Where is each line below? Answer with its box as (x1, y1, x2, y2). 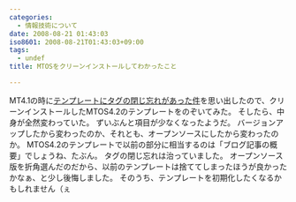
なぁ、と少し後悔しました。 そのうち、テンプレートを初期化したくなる (16, 172, 275, 183)
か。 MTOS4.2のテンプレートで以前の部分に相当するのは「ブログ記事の (9, 138, 270, 150)
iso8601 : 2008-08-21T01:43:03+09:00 (9, 37, 144, 47)
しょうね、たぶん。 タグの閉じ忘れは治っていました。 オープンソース (32, 150, 284, 161)
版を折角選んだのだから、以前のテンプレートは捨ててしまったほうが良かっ (9, 161, 280, 172)
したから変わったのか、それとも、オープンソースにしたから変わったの (24, 128, 279, 138)
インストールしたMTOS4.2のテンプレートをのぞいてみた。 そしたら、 (24, 106, 277, 116)
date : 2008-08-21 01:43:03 (9, 29, 109, 38)
